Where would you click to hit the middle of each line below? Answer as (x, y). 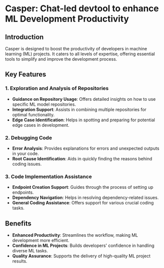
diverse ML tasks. (30, 251)
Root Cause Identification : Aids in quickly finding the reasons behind (82, 158)
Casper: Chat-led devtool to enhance (82, 9)
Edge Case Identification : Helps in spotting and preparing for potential (83, 120)
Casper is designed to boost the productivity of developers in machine (76, 49)
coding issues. (27, 164)
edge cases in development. (41, 125)
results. (20, 261)
